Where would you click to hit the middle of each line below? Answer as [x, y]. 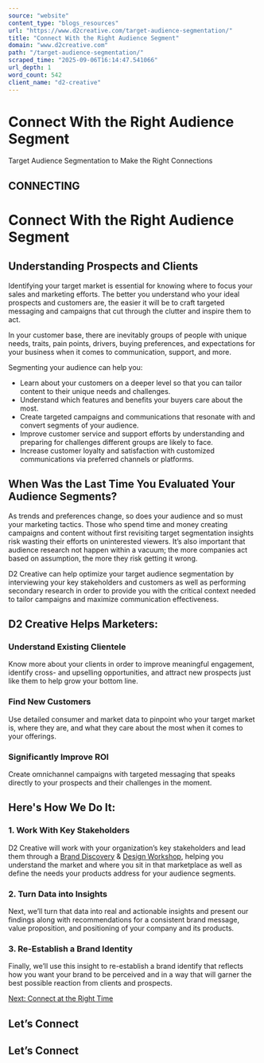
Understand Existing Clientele [67, 647]
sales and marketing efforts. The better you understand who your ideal [124, 294]
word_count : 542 [35, 75]
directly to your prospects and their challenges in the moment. [110, 782]
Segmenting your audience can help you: [76, 367]
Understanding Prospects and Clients [103, 267]
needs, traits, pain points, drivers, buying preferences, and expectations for [132, 343]
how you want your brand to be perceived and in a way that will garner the [130, 974]
